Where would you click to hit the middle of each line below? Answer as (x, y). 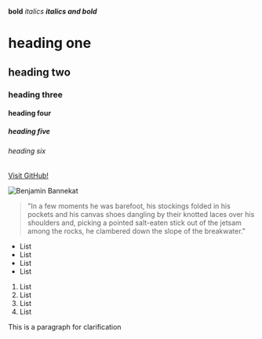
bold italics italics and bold (53, 11)
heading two (39, 72)
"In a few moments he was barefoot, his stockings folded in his (129, 206)
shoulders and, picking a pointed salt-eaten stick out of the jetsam (134, 223)
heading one (50, 43)
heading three (35, 94)
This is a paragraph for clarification (65, 326)
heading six (27, 151)
